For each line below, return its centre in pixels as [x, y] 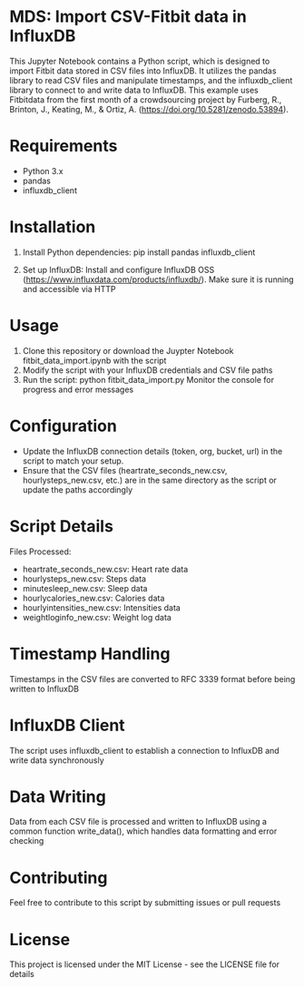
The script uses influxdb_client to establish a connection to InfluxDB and [144, 750]
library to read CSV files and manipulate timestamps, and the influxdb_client [151, 80]
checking [27, 841]
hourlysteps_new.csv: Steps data [84, 579]
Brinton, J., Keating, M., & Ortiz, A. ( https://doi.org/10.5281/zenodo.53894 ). [149, 109]
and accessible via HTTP [69, 288]
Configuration [64, 426]
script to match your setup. [73, 461]
